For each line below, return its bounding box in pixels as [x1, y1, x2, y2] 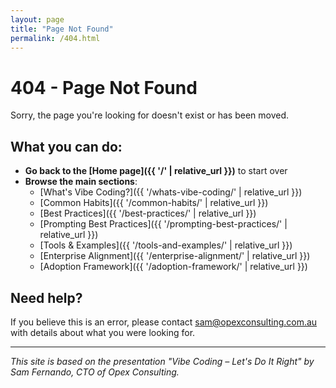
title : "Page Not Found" [10, 24, 114, 34]
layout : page [10, 14, 65, 25]
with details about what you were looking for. [10, 326, 196, 338]
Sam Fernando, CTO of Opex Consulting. [10, 366, 180, 378]
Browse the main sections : [24, 176, 138, 188]
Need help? [10, 289, 83, 306]
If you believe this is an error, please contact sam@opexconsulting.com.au [10, 316, 318, 328]
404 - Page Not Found [10, 76, 198, 99]
